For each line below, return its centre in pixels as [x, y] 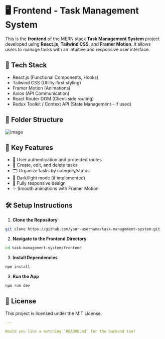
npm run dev [18, 285]
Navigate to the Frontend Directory [49, 239]
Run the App [26, 276]
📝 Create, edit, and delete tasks [45, 165]
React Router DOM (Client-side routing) [53, 98]
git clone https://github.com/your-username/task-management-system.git [83, 229]
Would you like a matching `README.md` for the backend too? [70, 331]
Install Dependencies [35, 257]
